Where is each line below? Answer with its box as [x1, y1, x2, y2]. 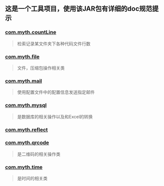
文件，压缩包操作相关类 [17, 65, 65, 71]
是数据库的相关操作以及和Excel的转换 [17, 113, 93, 119]
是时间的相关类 [17, 176, 48, 182]
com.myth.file [5, 53, 40, 60]
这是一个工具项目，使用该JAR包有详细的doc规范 [5, 4, 152, 13]
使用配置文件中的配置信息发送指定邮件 [17, 89, 95, 95]
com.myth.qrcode [5, 139, 49, 146]
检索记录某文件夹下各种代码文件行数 [17, 41, 91, 47]
